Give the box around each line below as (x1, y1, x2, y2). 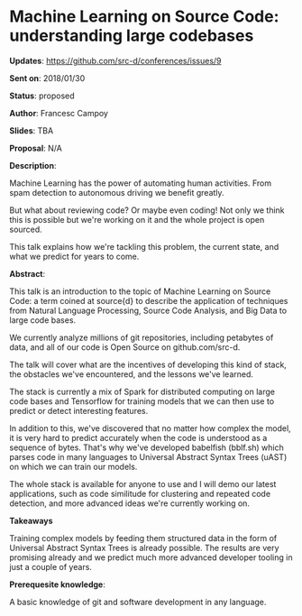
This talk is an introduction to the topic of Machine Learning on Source (9, 286, 271, 297)
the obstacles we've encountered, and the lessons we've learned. (9, 368, 254, 380)
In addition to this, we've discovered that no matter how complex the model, (9, 422, 291, 434)
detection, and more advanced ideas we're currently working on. (9, 498, 251, 509)
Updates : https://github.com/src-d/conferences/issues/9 (9, 55, 223, 66)
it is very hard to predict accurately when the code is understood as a (9, 432, 268, 443)
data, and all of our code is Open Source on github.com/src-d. (9, 341, 241, 353)
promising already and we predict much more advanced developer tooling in (9, 552, 293, 563)
